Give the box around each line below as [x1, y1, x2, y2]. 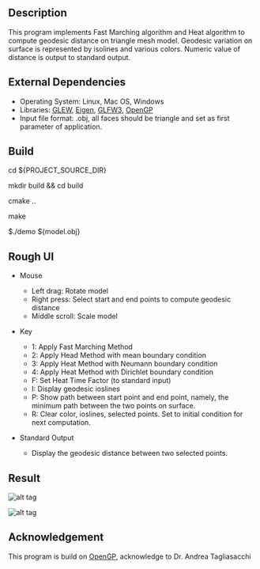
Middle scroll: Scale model [31, 312, 119, 321]
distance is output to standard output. [8, 52, 131, 62]
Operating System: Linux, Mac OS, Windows [19, 97, 164, 106]
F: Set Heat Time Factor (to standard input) [31, 376, 171, 385]
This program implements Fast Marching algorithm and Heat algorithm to [8, 27, 245, 36]
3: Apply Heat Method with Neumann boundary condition [31, 359, 218, 369]
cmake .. [8, 196, 36, 206]
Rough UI [8, 249, 55, 264]
